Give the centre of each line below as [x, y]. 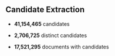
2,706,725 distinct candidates [50, 35]
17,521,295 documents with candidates [61, 47]
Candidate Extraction [45, 10]
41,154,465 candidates [42, 24]
